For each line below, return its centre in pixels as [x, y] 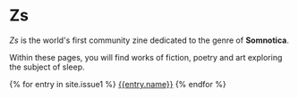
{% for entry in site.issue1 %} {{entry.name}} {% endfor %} [118, 84]
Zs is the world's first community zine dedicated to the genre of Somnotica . [149, 40]
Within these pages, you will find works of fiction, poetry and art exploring [146, 57]
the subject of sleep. [47, 67]
